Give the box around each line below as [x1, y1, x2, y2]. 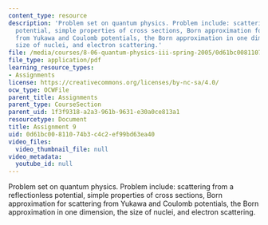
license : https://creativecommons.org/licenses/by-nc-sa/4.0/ [8, 78, 219, 86]
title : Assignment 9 [8, 123, 77, 131]
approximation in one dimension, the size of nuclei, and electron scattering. [8, 207, 256, 217]
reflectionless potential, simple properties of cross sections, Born [8, 191, 223, 200]
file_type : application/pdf [8, 57, 102, 65]
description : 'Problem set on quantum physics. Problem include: [8, 19, 230, 27]
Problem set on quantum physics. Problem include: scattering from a [8, 182, 234, 191]
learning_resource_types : [8, 64, 94, 72]
